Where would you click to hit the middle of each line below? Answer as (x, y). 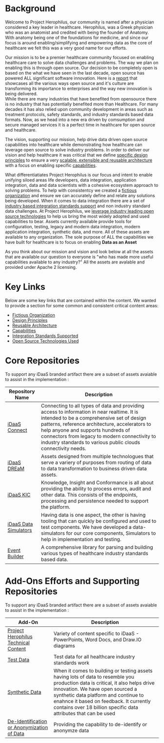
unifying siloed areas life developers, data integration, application (71, 180)
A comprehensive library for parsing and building (97, 547)
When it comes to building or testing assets (103, 670)
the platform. (56, 507)
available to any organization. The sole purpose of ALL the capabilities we (79, 237)
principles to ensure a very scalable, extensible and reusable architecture (79, 160)
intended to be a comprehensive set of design (93, 418)
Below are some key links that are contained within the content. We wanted (81, 300)
